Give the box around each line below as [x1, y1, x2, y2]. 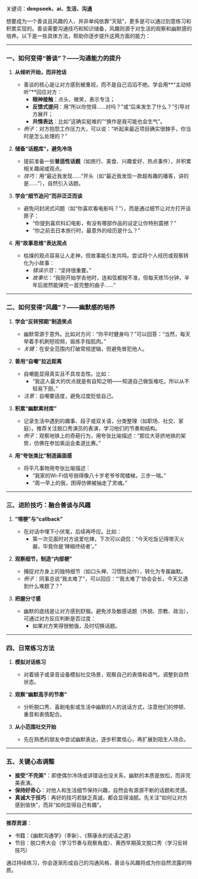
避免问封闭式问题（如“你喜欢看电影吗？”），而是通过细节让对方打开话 [23, 205, 191, 212]
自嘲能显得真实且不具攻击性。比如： [23, 370, 112, 377]
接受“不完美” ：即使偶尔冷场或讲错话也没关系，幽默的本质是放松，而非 [14, 772, 186, 779]
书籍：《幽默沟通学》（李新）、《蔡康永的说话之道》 [14, 832, 134, 839]
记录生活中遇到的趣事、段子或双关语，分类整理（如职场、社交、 [23, 417, 179, 424]
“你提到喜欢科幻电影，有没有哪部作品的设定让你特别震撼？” [32, 220, 177, 227]
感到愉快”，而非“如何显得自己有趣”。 [14, 801, 105, 809]
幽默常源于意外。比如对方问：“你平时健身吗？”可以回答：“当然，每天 [23, 330, 191, 337]
